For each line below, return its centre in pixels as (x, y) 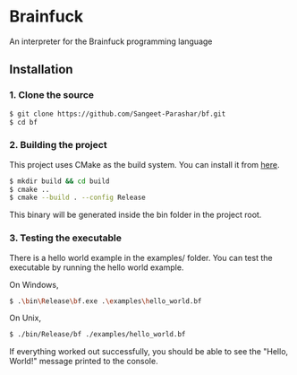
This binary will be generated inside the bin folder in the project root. (136, 215)
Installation (41, 70)
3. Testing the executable (66, 238)
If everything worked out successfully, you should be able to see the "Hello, (149, 352)
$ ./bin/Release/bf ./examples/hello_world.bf (98, 335)
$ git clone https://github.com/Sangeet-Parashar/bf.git (118, 114)
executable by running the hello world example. (97, 267)
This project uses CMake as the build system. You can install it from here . (144, 164)
